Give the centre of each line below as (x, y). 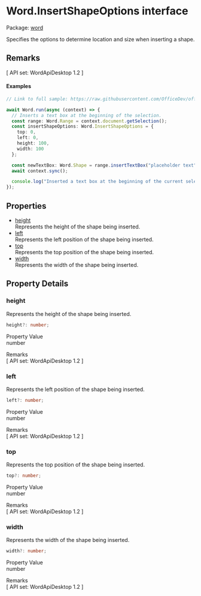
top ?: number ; (24, 476)
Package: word (25, 28)
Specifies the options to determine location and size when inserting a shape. (100, 39)
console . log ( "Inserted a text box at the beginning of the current (98, 182)
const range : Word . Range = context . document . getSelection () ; (89, 121)
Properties (26, 206)
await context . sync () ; (40, 171)
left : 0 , (28, 138)
